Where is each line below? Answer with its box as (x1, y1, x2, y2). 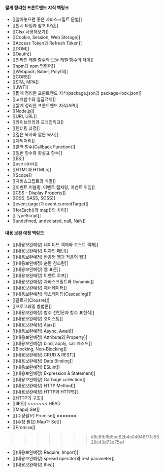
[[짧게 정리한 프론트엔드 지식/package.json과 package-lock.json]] (12, 90, 142, 96)
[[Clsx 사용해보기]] (12, 29, 49, 35)
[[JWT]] (12, 84, 29, 90)
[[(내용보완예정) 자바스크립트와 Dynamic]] (12, 279, 94, 285)
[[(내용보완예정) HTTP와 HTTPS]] (12, 389, 78, 395)
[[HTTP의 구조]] (12, 395, 44, 401)
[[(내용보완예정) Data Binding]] (12, 358, 73, 364)
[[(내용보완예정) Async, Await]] (12, 328, 73, 334)
